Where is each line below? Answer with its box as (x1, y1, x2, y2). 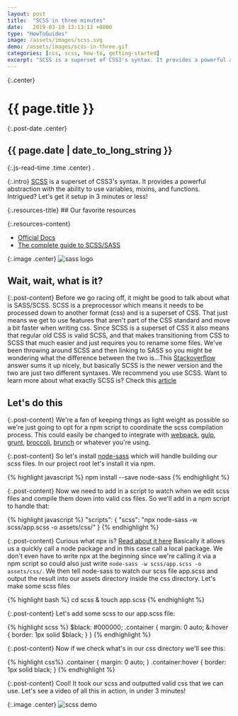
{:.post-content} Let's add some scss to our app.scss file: (7, 609, 176, 618)
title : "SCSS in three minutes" (7, 17, 106, 24)
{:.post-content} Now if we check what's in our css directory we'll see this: (7, 645, 225, 653)
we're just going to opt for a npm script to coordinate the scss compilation (7, 423, 223, 432)
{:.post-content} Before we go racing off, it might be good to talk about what (7, 294, 230, 302)
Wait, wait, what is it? (7, 275, 103, 287)
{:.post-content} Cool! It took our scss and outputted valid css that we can (7, 679, 224, 688)
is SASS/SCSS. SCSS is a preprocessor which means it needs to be (7, 301, 204, 310)
